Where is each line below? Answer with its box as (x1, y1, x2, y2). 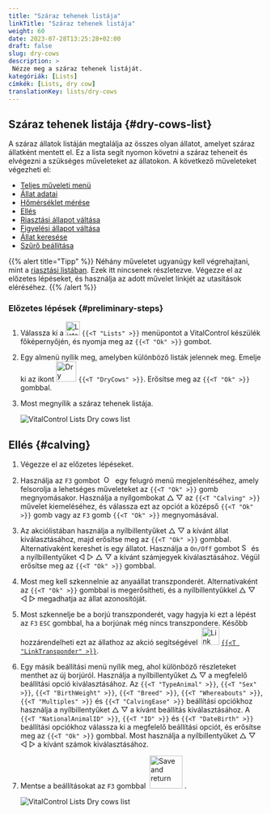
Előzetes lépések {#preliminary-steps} (8, 303, 164, 314)
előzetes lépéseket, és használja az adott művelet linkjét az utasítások (8, 273, 242, 284)
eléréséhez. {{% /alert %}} (8, 282, 97, 292)
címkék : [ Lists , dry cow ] (8, 80, 95, 88)
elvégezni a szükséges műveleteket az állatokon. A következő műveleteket (8, 156, 257, 166)
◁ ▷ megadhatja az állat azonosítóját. (19, 594, 147, 604)
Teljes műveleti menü (19, 180, 91, 191)
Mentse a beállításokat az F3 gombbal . (19, 781, 188, 791)
